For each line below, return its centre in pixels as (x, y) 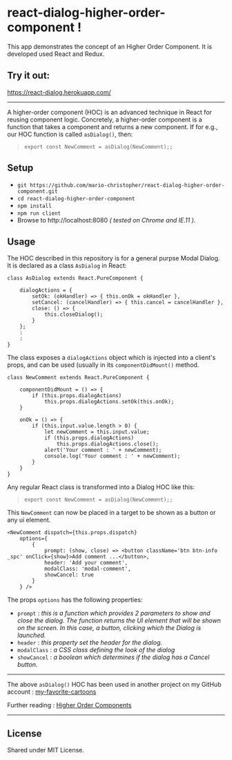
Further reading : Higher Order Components (69, 705)
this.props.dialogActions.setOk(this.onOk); (109, 402)
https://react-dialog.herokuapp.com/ (59, 92)
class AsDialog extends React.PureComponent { (75, 278)
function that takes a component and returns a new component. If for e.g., (113, 126)
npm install (34, 206)
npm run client (39, 213)
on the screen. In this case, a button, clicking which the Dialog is (109, 628)
